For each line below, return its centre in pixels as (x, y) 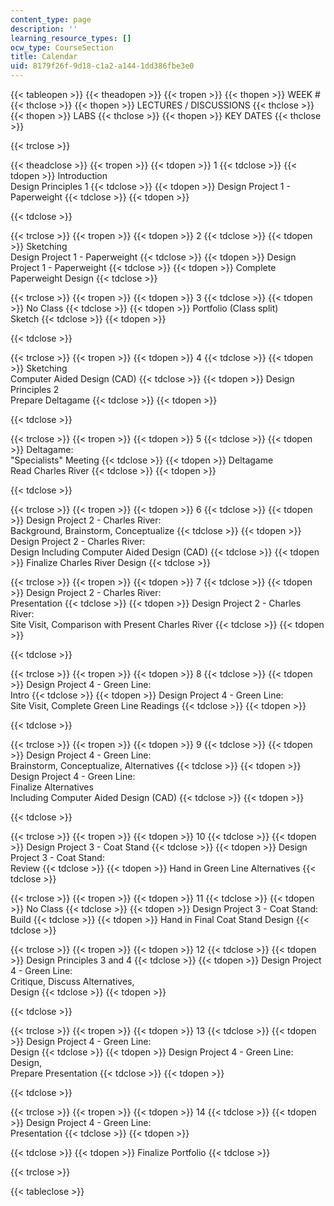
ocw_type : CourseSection (62, 47)
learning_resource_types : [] (71, 38)
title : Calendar (44, 57)
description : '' (44, 29)
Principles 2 (35, 389)
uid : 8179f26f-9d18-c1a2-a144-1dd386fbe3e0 (102, 66)
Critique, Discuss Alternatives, (72, 981)
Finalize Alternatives (52, 787)
